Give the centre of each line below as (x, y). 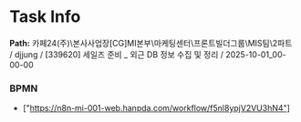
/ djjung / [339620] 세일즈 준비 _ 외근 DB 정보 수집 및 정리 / (117, 54)
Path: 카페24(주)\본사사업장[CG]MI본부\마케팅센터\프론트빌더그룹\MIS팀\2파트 (151, 43)
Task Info (45, 17)
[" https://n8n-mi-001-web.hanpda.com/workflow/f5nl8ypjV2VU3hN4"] (156, 108)
